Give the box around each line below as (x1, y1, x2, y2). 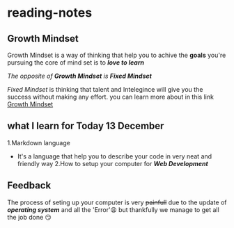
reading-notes (7, 5, 93, 21)
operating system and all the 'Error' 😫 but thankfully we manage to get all (7, 205, 219, 213)
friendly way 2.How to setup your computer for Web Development (17, 159, 209, 168)
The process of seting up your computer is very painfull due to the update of (7, 198, 227, 206)
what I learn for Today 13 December (7, 120, 164, 132)
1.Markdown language (7, 138, 71, 147)
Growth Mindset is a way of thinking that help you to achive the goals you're (7, 51, 226, 59)
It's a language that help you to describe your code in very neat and (17, 152, 212, 161)
